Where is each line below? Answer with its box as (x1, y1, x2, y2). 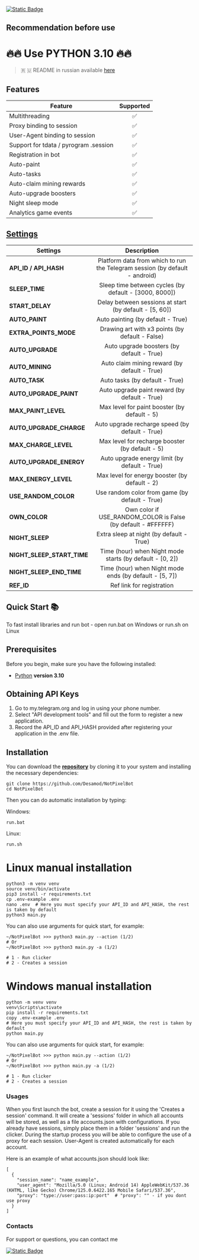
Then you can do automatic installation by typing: (6, 797, 127, 804)
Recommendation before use (6, 23, 115, 33)
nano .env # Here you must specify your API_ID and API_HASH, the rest (6, 901, 190, 908)
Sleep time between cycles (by (99, 281, 185, 289)
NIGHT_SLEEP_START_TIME (9, 551, 89, 559)
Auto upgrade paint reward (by (99, 385, 185, 394)
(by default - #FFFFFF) (109, 520, 175, 529)
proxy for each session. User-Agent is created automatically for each (6, 1138, 175, 1145)
